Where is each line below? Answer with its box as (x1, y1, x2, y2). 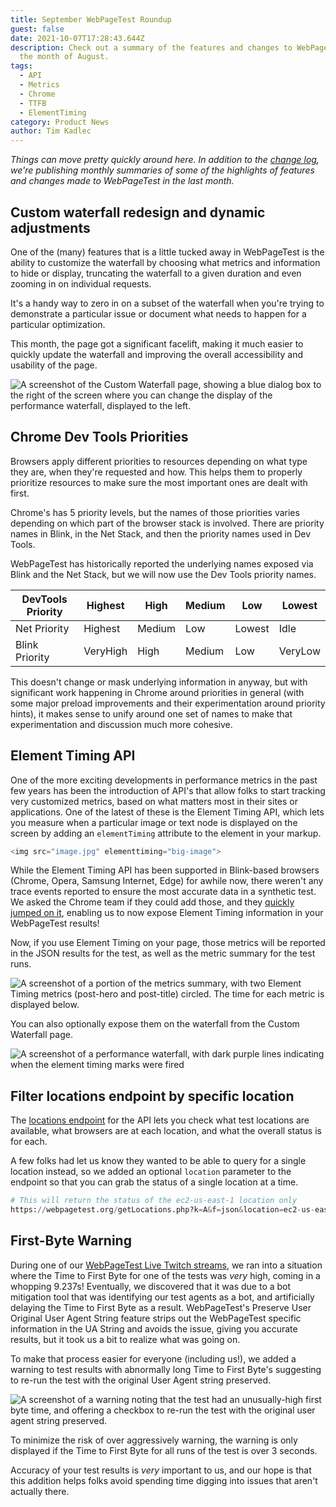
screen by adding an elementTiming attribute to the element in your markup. (10, 827, 322, 839)
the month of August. (19, 52, 110, 62)
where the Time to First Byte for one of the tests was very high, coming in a (10, 1269, 321, 1281)
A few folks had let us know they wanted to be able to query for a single (10, 1155, 307, 1167)
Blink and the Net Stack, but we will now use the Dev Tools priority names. (10, 568, 317, 580)
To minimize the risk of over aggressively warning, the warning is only (10, 1434, 298, 1446)
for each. (10, 1136, 48, 1148)
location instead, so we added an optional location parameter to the (10, 1166, 292, 1178)
